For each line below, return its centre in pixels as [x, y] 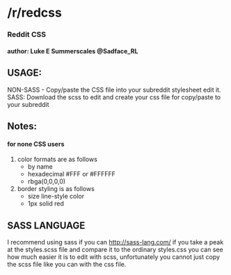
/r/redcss [35, 13]
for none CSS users [36, 144]
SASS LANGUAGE [46, 225]
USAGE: [25, 73]
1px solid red [46, 203]
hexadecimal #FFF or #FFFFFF [72, 174]
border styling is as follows [56, 189]
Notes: [22, 126]
